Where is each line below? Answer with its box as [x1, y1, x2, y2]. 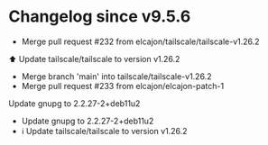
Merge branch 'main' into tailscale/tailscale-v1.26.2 [21, 70, 212, 82]
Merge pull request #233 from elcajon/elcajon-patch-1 [21, 80, 225, 91]
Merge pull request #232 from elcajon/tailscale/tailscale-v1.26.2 [21, 36, 260, 47]
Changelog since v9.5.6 [8, 6, 191, 27]
